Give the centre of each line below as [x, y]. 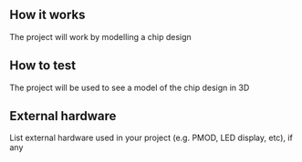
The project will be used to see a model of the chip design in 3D [130, 87]
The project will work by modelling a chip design [100, 36]
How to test [42, 66]
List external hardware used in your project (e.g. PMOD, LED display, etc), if [151, 138]
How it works [47, 15]
